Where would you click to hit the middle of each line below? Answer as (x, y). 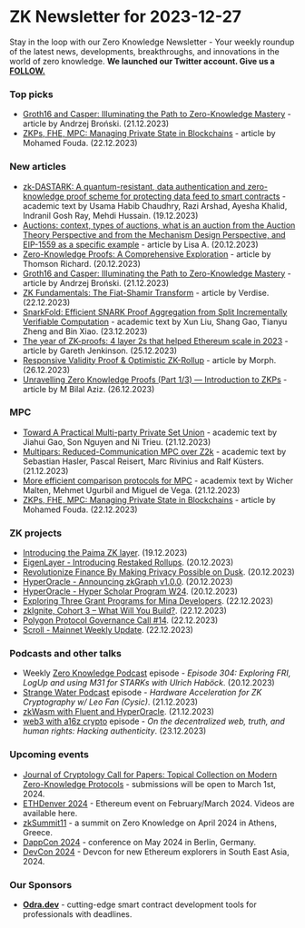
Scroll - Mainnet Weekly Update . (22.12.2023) (108, 630)
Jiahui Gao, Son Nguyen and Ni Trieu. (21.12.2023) (117, 441)
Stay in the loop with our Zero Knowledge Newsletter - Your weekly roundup (152, 42)
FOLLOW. (27, 71)
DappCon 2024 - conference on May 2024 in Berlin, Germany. (139, 842)
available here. (50, 813)
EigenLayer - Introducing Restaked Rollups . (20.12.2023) (128, 563)
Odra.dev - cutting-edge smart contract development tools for (139, 904)
